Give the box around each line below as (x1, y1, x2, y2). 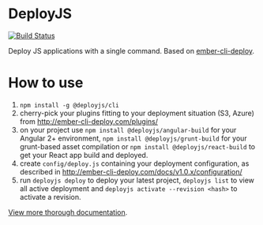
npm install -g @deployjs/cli (19, 101, 120, 109)
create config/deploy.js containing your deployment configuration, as (19, 159, 250, 168)
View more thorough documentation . (8, 207, 128, 217)
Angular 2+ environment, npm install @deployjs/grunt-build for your (19, 133, 247, 143)
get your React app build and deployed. (19, 150, 148, 159)
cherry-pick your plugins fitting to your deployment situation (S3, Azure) (19, 108, 255, 118)
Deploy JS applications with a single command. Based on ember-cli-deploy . (8, 46, 255, 55)
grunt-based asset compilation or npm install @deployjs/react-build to (19, 141, 255, 151)
